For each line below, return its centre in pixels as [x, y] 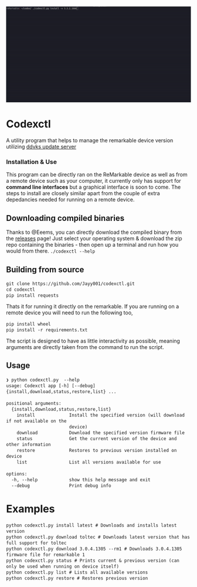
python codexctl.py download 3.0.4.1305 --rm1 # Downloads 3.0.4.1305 [94, 549]
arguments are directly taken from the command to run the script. [85, 347]
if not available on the [36, 421]
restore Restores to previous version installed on [97, 450]
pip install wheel [28, 324]
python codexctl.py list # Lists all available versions [77, 572]
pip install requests [33, 296]
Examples [30, 509]
